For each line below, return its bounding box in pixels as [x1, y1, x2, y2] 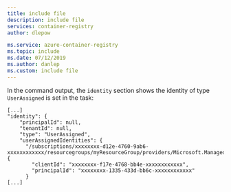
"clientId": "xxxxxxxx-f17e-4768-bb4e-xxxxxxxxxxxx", [32, 161, 189, 168]
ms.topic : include [7, 48, 60, 55]
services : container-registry [7, 23, 94, 30]
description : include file [7, 17, 85, 23]
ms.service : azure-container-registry [7, 42, 118, 49]
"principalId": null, [19, 118, 81, 126]
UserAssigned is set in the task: [7, 94, 94, 102]
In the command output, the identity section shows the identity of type [7, 86, 210, 94]
